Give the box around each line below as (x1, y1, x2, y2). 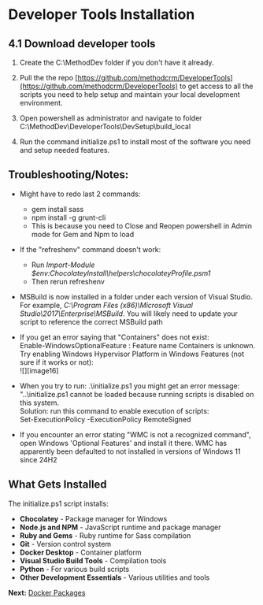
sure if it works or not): (19, 357, 94, 367)
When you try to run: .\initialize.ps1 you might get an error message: (19, 380, 240, 391)
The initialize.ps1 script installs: (8, 499, 109, 508)
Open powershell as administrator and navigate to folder (19, 113, 202, 123)
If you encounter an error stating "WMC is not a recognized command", (19, 429, 251, 439)
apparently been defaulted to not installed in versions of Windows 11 (19, 447, 242, 456)
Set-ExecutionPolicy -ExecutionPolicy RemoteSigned (19, 414, 191, 424)
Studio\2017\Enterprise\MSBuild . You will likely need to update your (19, 309, 239, 318)
